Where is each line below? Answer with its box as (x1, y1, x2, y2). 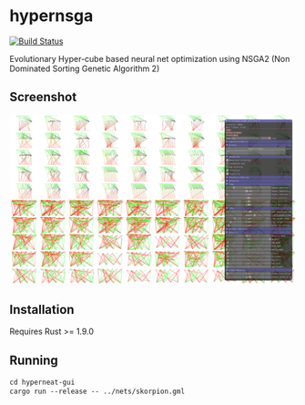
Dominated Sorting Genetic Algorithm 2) (9, 63, 160, 74)
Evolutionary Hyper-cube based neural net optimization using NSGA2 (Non (9, 53, 290, 64)
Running (9, 352, 59, 368)
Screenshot (9, 89, 77, 105)
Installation (9, 302, 75, 317)
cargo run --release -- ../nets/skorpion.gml (9, 387, 185, 397)
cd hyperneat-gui (9, 378, 76, 388)
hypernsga (9, 5, 94, 26)
